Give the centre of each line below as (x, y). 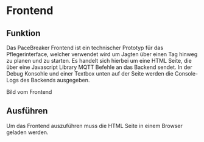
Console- (186, 73)
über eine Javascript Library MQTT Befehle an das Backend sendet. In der (100, 67)
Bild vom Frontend (29, 92)
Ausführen (27, 111)
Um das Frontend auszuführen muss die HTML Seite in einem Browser (94, 126)
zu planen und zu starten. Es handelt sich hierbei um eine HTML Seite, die (99, 61)
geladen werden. (27, 132)
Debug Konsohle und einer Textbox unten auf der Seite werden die (90, 73)
